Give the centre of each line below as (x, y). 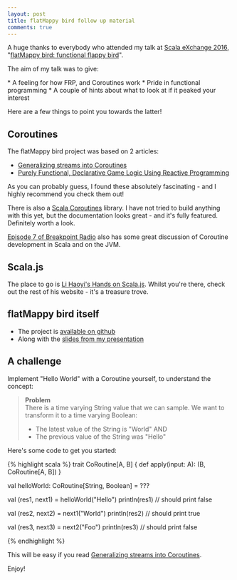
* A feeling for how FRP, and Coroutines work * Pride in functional (104, 83)
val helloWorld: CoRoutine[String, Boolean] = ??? (79, 485)
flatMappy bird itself (53, 314)
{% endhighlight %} (36, 541)
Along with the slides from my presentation (81, 339)
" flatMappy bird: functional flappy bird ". (65, 55)
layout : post (27, 14)
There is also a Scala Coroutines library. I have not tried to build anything (114, 208)
